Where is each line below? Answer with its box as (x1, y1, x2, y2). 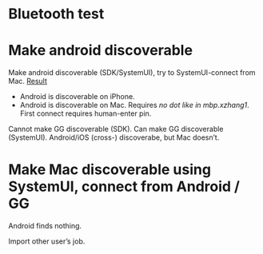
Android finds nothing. (8, 221, 82, 231)
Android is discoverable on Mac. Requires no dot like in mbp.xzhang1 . (19, 101, 249, 110)
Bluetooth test (8, 5, 105, 23)
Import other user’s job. (8, 236, 86, 246)
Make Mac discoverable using (8, 161, 212, 179)
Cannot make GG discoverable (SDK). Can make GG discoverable (8, 125, 224, 134)
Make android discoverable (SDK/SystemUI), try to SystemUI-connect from (8, 68, 256, 77)
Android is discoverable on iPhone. (19, 92, 135, 101)
